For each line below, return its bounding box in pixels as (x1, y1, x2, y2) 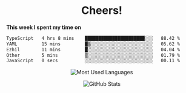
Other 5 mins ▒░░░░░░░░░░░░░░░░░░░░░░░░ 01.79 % (6, 52, 181, 58)
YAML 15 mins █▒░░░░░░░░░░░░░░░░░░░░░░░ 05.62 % (6, 40, 181, 47)
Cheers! (81, 4, 123, 18)
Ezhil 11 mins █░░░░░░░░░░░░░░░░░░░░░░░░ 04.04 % (6, 46, 181, 53)
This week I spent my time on (6, 24, 82, 31)
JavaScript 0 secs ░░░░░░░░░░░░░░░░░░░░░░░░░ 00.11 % (6, 58, 181, 64)
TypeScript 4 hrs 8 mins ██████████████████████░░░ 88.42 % (6, 35, 181, 41)
